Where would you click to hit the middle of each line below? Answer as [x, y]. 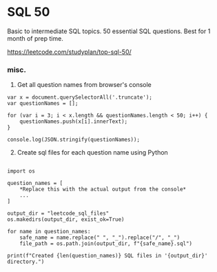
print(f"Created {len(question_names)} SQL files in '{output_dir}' [107, 256]
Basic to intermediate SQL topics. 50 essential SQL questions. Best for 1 [109, 31]
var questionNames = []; [43, 104]
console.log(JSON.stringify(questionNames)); [73, 140]
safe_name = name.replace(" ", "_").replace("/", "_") [100, 238]
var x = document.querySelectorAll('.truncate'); [80, 97]
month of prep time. [35, 38]
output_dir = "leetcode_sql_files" [58, 214]
